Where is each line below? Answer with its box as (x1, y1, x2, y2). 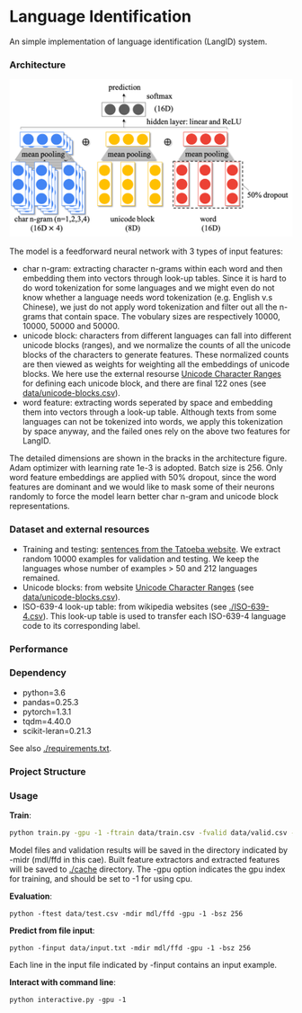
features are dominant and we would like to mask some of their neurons (9, 481, 275, 492)
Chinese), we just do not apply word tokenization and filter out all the (22, 301, 278, 312)
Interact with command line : (9, 976, 117, 987)
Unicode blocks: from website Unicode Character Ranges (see (22, 582, 254, 593)
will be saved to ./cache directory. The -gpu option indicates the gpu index (9, 864, 286, 874)
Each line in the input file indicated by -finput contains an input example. (9, 959, 277, 970)
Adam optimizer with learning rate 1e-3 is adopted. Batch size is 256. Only (9, 462, 283, 473)
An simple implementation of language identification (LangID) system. (9, 36, 268, 47)
